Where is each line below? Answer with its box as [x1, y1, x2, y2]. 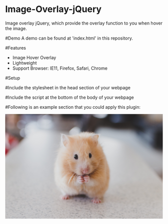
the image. [5, 25, 27, 31]
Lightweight [12, 60, 37, 66]
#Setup [5, 75, 20, 81]
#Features [5, 45, 26, 51]
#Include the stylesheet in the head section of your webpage [5, 84, 131, 91]
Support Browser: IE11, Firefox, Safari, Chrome [12, 65, 107, 71]
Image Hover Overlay [12, 54, 56, 61]
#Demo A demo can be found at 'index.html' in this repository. [5, 35, 133, 41]
